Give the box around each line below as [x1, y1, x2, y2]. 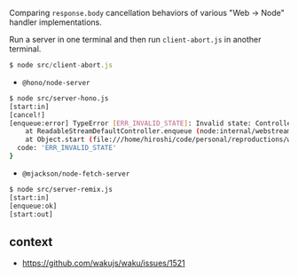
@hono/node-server [21, 78, 90, 87]
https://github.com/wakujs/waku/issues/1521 [21, 257, 185, 269]
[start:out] [9, 210, 53, 218]
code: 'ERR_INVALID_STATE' [17, 144, 117, 153]
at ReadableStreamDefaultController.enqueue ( [25, 127, 200, 136]
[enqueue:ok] [9, 202, 58, 210]
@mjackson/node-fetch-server [21, 169, 130, 178]
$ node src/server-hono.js [9, 93, 109, 103]
